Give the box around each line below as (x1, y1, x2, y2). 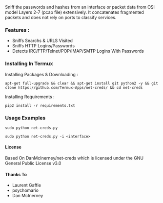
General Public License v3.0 (5, 161, 61, 166)
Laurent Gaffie (12, 183, 41, 188)
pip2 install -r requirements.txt (5, 103, 76, 108)
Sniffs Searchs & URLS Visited (12, 38, 73, 43)
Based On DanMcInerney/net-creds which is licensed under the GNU (5, 155, 144, 161)
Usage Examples (5, 114, 46, 121)
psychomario (12, 187, 39, 193)
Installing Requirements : (5, 94, 55, 100)
